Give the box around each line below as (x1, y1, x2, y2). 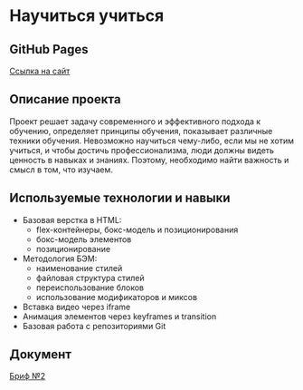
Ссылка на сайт (9, 65, 71, 76)
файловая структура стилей (35, 272, 145, 283)
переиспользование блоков (35, 282, 145, 293)
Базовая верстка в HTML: (22, 214, 122, 225)
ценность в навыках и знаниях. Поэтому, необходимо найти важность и (9, 154, 289, 165)
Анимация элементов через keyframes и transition (22, 310, 217, 322)
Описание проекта (9, 92, 121, 107)
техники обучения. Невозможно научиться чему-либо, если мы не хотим (9, 135, 295, 146)
